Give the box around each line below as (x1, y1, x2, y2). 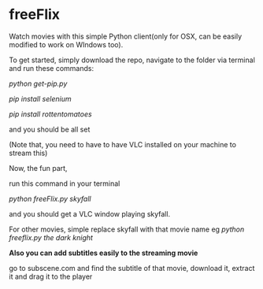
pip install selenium (9, 94, 72, 103)
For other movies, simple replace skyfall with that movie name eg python (9, 224, 245, 234)
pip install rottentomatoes (9, 109, 93, 119)
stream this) (9, 148, 48, 157)
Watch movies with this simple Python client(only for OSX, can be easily (9, 31, 243, 41)
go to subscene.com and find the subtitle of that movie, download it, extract (9, 263, 255, 272)
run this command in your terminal (9, 179, 120, 188)
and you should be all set (9, 124, 91, 134)
